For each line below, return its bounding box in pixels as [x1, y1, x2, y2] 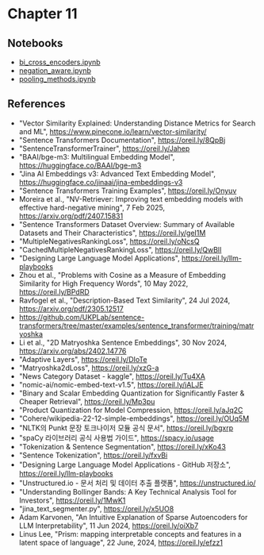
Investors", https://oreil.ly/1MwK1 [18, 495, 126, 505]
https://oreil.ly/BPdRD [18, 287, 90, 296]
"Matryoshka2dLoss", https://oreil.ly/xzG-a [18, 363, 159, 372]
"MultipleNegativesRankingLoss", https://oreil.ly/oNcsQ [18, 236, 200, 246]
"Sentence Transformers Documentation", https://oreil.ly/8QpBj [18, 135, 226, 145]
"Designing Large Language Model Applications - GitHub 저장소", [18, 460, 231, 469]
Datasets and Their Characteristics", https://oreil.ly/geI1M [18, 228, 206, 237]
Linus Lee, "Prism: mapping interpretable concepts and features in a [18, 529, 243, 538]
